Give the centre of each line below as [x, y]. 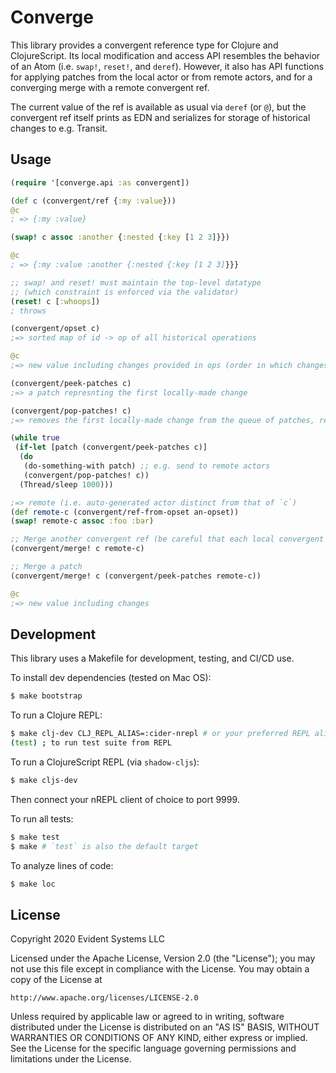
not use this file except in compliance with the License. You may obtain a [160, 969]
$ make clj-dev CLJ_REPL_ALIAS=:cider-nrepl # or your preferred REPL [160, 734]
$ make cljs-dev [44, 780]
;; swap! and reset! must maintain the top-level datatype [136, 282]
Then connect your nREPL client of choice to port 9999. [125, 799]
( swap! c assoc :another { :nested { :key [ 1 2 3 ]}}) [120, 237]
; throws [28, 311]
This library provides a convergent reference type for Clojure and [144, 45]
